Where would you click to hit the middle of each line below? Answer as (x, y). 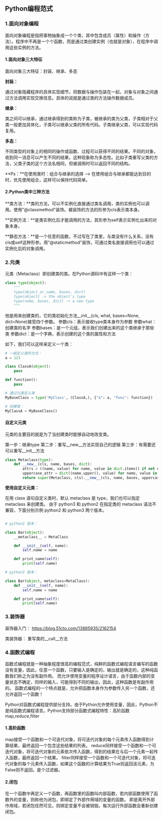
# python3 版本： (21, 572)
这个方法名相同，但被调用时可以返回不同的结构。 (83, 163)
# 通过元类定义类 (20, 393)
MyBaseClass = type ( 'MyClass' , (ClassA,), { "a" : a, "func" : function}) (79, 397)
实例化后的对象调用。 (26, 249)
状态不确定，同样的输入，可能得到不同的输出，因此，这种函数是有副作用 (81, 682)
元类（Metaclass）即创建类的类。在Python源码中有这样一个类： (69, 274)
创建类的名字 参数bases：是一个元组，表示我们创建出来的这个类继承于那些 (80, 327)
